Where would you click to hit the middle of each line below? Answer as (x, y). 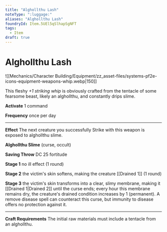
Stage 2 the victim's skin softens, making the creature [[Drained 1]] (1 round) (83, 174)
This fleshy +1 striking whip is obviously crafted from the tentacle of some (81, 91)
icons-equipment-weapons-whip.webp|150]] (51, 81)
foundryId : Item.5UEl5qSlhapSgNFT (41, 24)
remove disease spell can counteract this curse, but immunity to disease (79, 199)
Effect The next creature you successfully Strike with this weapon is (75, 129)
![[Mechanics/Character (30, 76)
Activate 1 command (27, 106)
